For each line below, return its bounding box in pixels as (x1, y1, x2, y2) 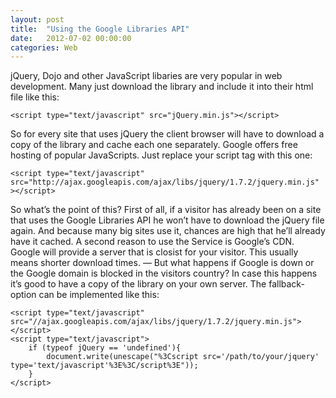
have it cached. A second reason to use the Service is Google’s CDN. (10, 236, 295, 248)
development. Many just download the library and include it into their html (10, 81, 314, 93)
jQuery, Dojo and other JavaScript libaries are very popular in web (10, 70, 283, 82)
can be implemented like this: (38, 289, 160, 301)
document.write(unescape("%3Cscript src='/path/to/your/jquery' (46, 352, 320, 362)
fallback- (268, 278, 305, 290)
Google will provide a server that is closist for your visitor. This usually (10, 246, 299, 258)
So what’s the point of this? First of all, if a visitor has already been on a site (10, 204, 322, 216)
